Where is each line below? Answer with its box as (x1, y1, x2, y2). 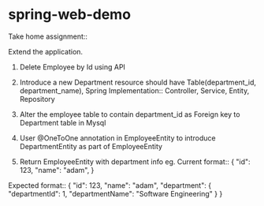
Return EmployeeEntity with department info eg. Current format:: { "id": (19, 156, 251, 167)
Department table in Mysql (19, 118, 106, 127)
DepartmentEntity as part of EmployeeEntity (19, 141, 163, 151)
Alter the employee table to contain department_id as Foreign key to (19, 109, 240, 119)
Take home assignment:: (8, 32, 88, 41)
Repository (19, 94, 55, 103)
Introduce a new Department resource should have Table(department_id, (19, 77, 257, 87)
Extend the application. (8, 47, 84, 56)
